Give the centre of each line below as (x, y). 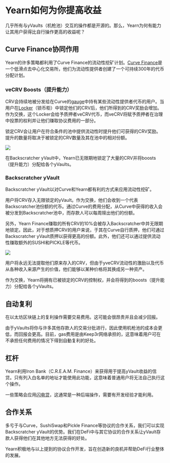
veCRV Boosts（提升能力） (39, 89)
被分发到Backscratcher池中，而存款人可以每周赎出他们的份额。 (71, 213)
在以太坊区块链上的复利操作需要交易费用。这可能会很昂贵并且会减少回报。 (83, 317)
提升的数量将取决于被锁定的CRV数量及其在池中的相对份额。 (68, 138)
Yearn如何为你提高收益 (53, 10)
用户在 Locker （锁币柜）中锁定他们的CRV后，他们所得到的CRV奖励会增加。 (83, 108)
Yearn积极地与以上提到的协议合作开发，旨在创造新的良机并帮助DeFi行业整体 (85, 449)
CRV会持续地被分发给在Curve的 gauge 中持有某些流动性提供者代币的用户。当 (85, 101)
